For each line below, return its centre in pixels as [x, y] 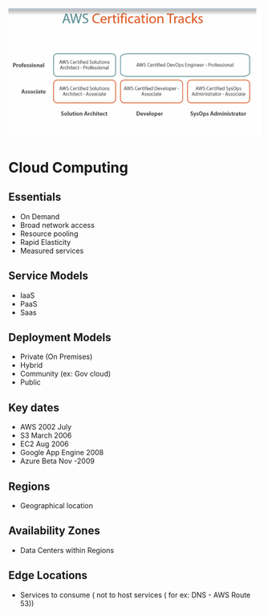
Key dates [34, 407]
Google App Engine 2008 [62, 453]
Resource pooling [49, 234]
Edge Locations [48, 575]
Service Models [48, 276]
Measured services [52, 250]
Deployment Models [60, 337]
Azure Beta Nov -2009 [57, 461]
